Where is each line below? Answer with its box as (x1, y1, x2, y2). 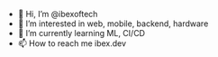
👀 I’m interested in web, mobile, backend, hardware (17, 18, 209, 29)
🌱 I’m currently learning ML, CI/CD (17, 28, 146, 38)
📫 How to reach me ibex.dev (17, 38, 127, 49)
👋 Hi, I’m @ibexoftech (17, 9, 98, 19)
